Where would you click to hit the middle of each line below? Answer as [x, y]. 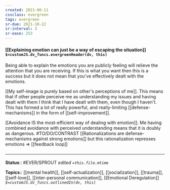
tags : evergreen [22, 19]
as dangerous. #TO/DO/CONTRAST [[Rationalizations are [65, 134]
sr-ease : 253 [19, 33]
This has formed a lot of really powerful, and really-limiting [66, 107]
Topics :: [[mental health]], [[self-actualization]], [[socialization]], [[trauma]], [84, 172]
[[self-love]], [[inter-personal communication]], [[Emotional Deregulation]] [82, 177]
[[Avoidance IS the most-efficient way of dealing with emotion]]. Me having [83, 123]
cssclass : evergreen [27, 15]
